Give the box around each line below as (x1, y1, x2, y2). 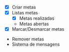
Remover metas (11, 36, 44, 42)
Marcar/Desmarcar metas (11, 26, 65, 32)
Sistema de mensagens (11, 42, 60, 48)
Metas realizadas (19, 15, 55, 21)
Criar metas (11, 4, 36, 10)
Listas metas (11, 10, 38, 16)
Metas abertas (19, 21, 49, 27)
